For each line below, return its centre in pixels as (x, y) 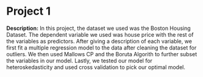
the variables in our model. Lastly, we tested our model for (79, 61)
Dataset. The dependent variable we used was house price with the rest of (100, 34)
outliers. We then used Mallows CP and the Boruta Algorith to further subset (102, 54)
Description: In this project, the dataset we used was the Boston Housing (98, 28)
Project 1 (28, 11)
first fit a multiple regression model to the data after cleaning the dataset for (101, 48)
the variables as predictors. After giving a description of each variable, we (99, 41)
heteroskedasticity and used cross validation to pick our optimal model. (96, 67)
